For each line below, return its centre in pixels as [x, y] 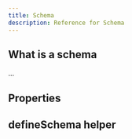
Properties [35, 98]
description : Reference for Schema [66, 23]
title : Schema [31, 15]
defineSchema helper [62, 125]
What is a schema [53, 55]
